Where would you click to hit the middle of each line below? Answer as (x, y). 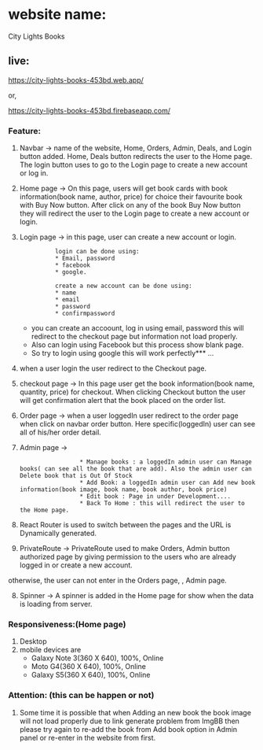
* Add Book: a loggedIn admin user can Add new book (168, 483)
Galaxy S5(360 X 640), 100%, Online (91, 675)
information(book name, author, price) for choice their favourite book (131, 197)
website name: (57, 15)
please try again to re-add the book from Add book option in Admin (128, 729)
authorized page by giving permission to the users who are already (128, 557)
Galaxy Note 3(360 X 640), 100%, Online (97, 658)
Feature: (25, 131)
